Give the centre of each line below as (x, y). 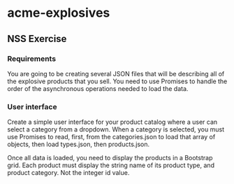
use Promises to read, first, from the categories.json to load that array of (111, 137)
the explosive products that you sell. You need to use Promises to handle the (117, 81)
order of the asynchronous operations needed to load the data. (98, 88)
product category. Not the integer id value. (68, 173)
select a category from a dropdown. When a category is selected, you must (116, 129)
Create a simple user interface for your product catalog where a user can (112, 122)
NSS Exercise (37, 39)
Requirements (32, 59)
